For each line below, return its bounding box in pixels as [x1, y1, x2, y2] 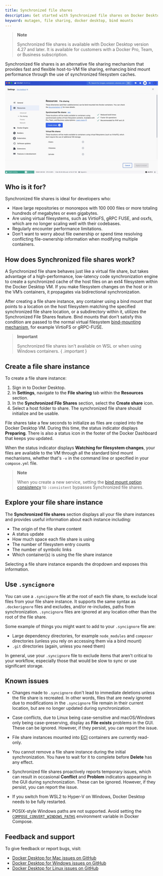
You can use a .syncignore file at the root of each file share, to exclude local [5, 593, 158, 599]
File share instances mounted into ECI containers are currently [12, 735, 137, 740]
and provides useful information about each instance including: [5, 516, 131, 522]
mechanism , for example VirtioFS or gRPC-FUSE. [5, 324, 103, 330]
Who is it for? [5, 183, 46, 191]
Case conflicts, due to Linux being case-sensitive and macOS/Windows [12, 715, 155, 720]
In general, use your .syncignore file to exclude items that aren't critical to [5, 652, 153, 658]
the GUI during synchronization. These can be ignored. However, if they [12, 779, 156, 785]
